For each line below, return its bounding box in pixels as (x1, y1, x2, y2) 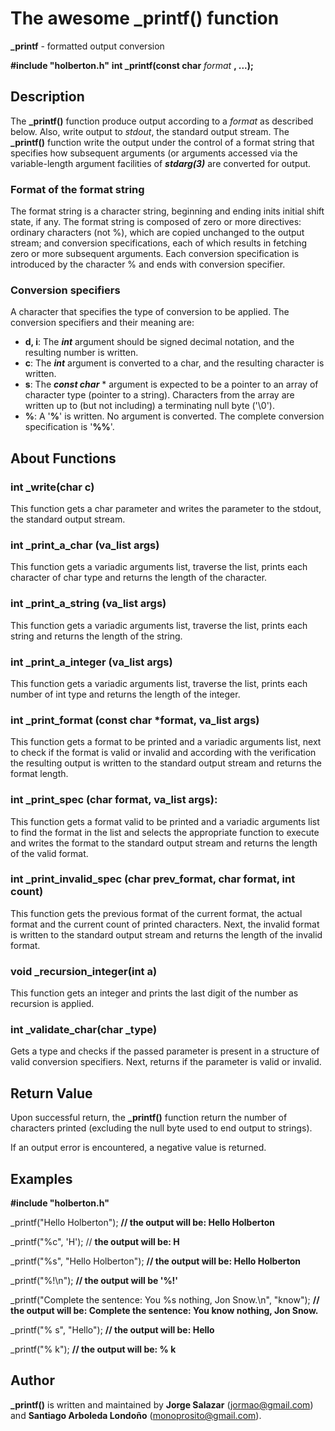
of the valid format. (10, 847, 89, 859)
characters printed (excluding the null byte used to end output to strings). (10, 1122, 313, 1134)
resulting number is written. (24, 347, 139, 359)
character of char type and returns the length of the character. (10, 572, 268, 584)
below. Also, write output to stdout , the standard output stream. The (10, 125, 290, 137)
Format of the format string (10, 182, 145, 196)
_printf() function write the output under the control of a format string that (10, 136, 315, 148)
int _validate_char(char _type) (10, 1023, 158, 1037)
